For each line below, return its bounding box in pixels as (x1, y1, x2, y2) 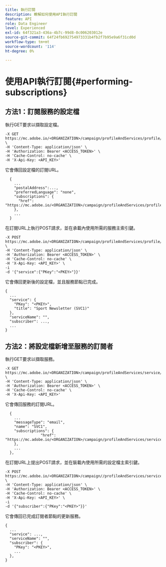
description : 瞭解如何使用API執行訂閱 (5, 12, 78, 17)
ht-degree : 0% (5, 48, 35, 53)
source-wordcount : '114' (5, 44, 56, 49)
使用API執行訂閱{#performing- (5, 76, 133, 87)
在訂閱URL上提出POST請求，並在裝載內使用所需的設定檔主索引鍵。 (5, 460, 142, 466)
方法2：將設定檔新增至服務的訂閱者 (5, 342, 114, 350)
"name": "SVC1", (14, 424, 48, 429)
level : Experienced (5, 26, 45, 31)
